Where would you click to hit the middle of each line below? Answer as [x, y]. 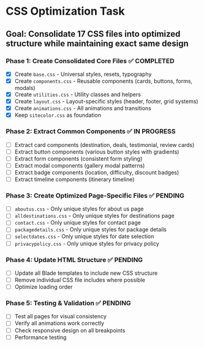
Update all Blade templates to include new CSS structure [86, 273]
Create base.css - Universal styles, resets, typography [83, 74]
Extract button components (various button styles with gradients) [97, 152]
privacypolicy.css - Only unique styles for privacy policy [87, 244]
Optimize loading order [43, 287]
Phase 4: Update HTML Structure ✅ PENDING [74, 259]
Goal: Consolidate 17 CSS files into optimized [93, 34]
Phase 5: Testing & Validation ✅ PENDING [68, 303]
